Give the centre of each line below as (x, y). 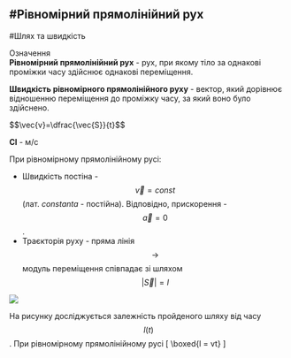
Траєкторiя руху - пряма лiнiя (78, 240)
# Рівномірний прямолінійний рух (107, 15)
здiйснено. (30, 107)
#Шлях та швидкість (47, 35)
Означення (30, 53)
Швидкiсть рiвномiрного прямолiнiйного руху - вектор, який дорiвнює (146, 88)
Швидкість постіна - (60, 176)
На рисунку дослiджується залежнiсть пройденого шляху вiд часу (135, 316)
